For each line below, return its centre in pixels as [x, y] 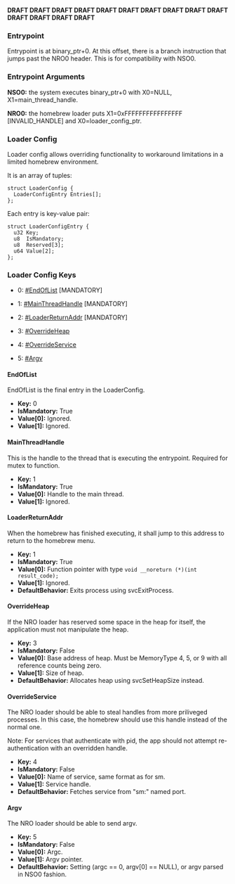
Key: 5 [27, 837]
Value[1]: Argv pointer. [50, 859]
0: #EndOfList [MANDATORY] [60, 290]
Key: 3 [27, 643]
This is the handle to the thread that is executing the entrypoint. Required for [117, 458]
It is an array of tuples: [40, 175]
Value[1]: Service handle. [54, 784]
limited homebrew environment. [53, 162]
